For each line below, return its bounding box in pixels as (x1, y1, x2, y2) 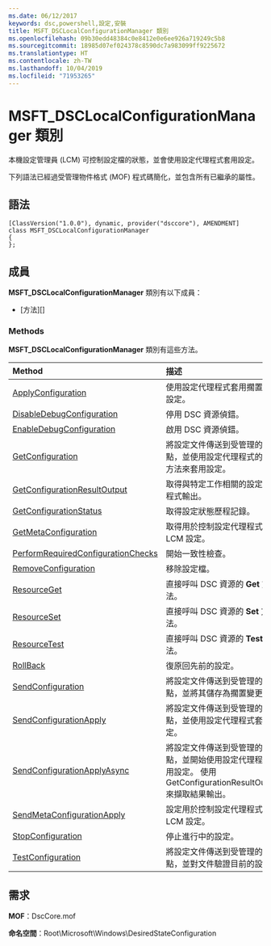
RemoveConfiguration (12, 563, 95, 574)
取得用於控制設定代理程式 (165, 521, 264, 532)
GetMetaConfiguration (12, 527, 98, 538)
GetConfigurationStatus (12, 506, 102, 517)
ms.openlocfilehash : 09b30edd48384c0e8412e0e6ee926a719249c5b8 (8, 34, 226, 43)
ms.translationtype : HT (8, 49, 89, 57)
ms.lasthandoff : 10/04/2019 (8, 65, 103, 73)
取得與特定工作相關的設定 (165, 478, 264, 490)
